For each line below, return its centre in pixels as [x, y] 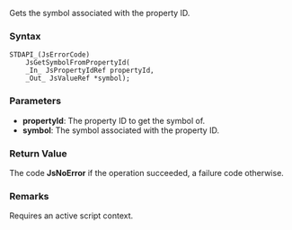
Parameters [35, 101]
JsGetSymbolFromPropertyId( [78, 63]
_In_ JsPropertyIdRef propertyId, [90, 71]
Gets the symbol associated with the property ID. [100, 13]
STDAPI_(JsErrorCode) [50, 55]
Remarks [29, 196]
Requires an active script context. [71, 216]
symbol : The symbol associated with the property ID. [121, 130]
